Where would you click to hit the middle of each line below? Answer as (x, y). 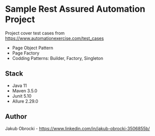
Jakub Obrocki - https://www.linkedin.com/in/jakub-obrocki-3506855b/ (77, 128)
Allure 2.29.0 (25, 101)
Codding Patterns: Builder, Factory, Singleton (58, 58)
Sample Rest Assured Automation (75, 9)
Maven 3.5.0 (25, 91)
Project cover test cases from (35, 33)
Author (16, 117)
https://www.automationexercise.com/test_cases (54, 38)
